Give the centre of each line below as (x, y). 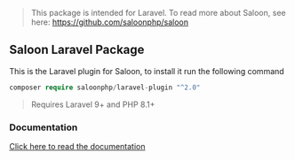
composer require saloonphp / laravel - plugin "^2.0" (105, 88)
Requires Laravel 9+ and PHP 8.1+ (93, 104)
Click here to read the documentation (77, 146)
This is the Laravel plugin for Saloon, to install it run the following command (147, 71)
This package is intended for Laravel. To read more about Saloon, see (158, 13)
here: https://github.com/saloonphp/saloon (110, 22)
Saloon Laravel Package (77, 50)
